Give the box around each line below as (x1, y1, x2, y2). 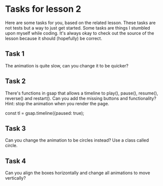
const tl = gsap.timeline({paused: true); (5, 110, 84, 116)
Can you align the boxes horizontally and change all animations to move (5, 170, 151, 176)
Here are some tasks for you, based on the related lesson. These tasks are (5, 20, 156, 26)
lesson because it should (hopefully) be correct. (5, 35, 102, 41)
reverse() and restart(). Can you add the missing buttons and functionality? (5, 95, 157, 101)
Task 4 (5, 156, 26, 165)
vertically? (5, 175, 26, 181)
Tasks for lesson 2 (5, 3, 81, 15)
